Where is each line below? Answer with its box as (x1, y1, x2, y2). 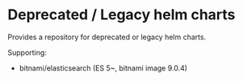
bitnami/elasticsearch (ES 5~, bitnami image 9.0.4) (19, 63, 187, 73)
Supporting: (7, 47, 48, 57)
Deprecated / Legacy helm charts (7, 6, 236, 24)
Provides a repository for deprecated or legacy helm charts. (7, 32, 207, 42)
